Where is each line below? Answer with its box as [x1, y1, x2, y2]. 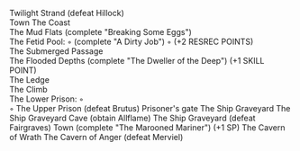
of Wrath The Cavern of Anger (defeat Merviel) [9, 132, 184, 142]
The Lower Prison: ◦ [9, 93, 84, 104]
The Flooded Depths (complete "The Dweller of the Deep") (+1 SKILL [9, 56, 265, 66]
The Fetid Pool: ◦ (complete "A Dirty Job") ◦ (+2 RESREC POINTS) [9, 36, 254, 47]
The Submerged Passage [9, 46, 104, 57]
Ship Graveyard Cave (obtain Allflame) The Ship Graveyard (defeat [9, 112, 256, 123]
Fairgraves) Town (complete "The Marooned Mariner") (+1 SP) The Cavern [9, 122, 286, 133]
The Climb [9, 84, 48, 94]
